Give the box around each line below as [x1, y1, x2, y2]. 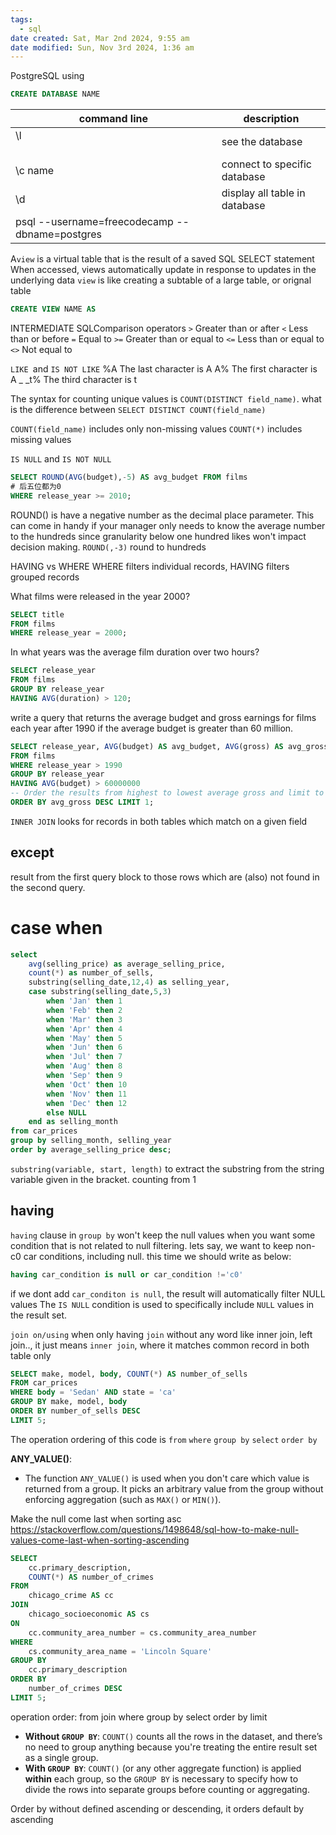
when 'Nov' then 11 [46, 1089, 128, 1099]
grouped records [10, 571, 80, 583]
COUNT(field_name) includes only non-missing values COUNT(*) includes [10, 423, 303, 435]
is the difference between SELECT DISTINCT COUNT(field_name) [10, 404, 267, 415]
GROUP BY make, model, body [10, 1397, 128, 1407]
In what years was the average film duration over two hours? [10, 646, 260, 658]
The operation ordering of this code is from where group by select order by [10, 1433, 318, 1445]
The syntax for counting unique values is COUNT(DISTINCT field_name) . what [10, 393, 322, 405]
